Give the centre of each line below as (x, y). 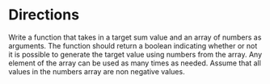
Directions (44, 15)
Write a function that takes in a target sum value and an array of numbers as (135, 37)
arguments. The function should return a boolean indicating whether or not (133, 45)
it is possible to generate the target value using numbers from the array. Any (135, 54)
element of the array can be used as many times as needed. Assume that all (135, 63)
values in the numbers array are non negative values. (97, 71)
